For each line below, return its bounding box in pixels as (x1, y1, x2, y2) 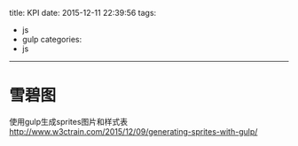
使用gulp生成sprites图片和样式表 (9, 116, 129, 127)
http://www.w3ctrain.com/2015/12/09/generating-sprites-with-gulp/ (9, 126, 258, 136)
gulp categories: (21, 35, 82, 44)
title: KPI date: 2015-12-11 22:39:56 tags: (9, 8, 157, 18)
